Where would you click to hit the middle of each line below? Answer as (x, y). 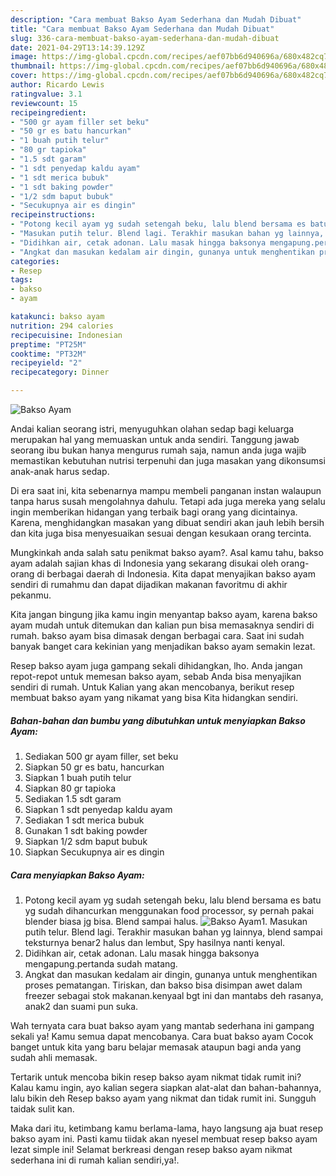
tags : (21, 280)
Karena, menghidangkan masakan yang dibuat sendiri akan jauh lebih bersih (167, 522)
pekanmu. (31, 595)
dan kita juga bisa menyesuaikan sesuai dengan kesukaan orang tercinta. (161, 533)
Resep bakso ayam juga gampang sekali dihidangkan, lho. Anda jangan (156, 665)
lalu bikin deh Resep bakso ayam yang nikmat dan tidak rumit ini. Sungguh (163, 1098)
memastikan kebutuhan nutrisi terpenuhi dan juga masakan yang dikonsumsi (168, 460)
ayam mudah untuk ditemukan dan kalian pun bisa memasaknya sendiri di (162, 625)
